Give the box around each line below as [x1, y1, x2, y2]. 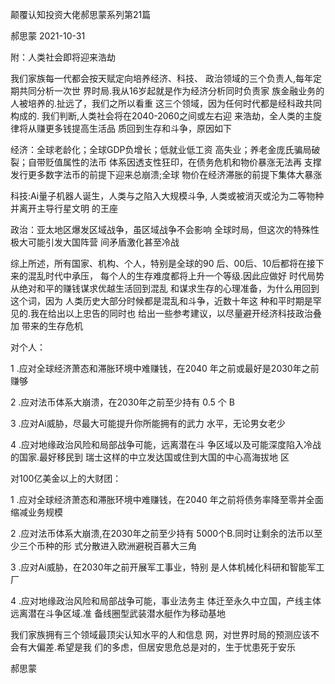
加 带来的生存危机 [10, 320, 83, 332]
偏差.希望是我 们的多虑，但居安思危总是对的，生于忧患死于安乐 [36, 641, 296, 653]
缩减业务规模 [10, 506, 63, 518]
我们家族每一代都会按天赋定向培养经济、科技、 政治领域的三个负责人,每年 [10, 73, 313, 84]
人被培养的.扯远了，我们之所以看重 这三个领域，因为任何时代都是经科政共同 [10, 98, 322, 109]
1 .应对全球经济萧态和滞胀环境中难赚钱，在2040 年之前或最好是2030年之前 [10, 363, 320, 374]
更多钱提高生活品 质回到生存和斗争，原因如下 [44, 123, 232, 134]
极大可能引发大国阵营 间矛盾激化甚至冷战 [10, 236, 180, 248]
